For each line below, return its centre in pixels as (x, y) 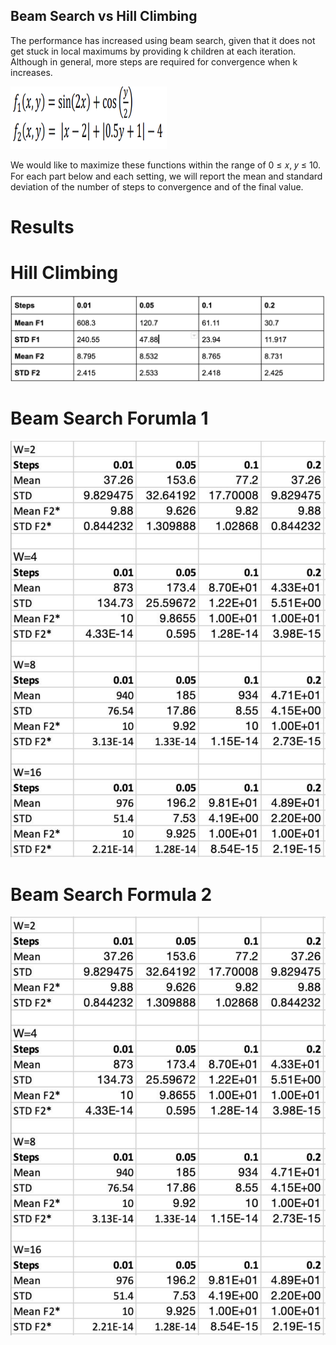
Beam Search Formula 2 (111, 894)
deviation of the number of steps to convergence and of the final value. (157, 186)
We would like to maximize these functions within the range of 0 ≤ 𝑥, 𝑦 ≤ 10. (166, 165)
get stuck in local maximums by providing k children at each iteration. (153, 51)
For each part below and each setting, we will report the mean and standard (166, 176)
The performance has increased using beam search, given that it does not (163, 40)
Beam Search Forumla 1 (109, 418)
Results (42, 227)
